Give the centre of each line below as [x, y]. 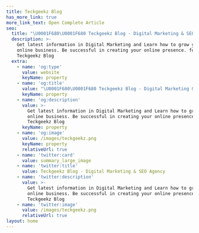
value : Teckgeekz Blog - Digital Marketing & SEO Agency [94, 172]
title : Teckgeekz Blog [34, 12]
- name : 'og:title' [41, 84]
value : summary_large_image [57, 161]
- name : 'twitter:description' [55, 177]
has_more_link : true [32, 17]
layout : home [22, 221]
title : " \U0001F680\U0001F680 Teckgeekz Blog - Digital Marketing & [98, 34]
